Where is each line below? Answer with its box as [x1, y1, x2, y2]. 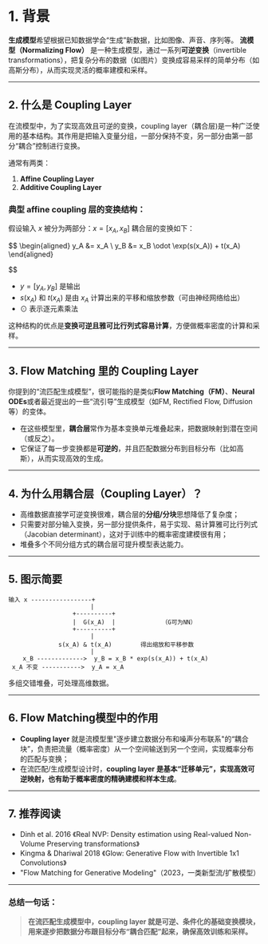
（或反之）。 [19, 434, 59, 443]
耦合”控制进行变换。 [18, 141, 85, 150]
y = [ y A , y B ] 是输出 [19, 281, 81, 292]
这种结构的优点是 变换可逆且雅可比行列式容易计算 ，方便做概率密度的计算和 [8, 321, 253, 331]
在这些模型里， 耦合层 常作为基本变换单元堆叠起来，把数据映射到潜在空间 [19, 424, 258, 434]
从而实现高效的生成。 [37, 454, 108, 463]
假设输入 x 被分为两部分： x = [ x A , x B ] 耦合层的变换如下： [8, 224, 195, 235]
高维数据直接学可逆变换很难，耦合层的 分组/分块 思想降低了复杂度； [19, 510, 240, 519]
